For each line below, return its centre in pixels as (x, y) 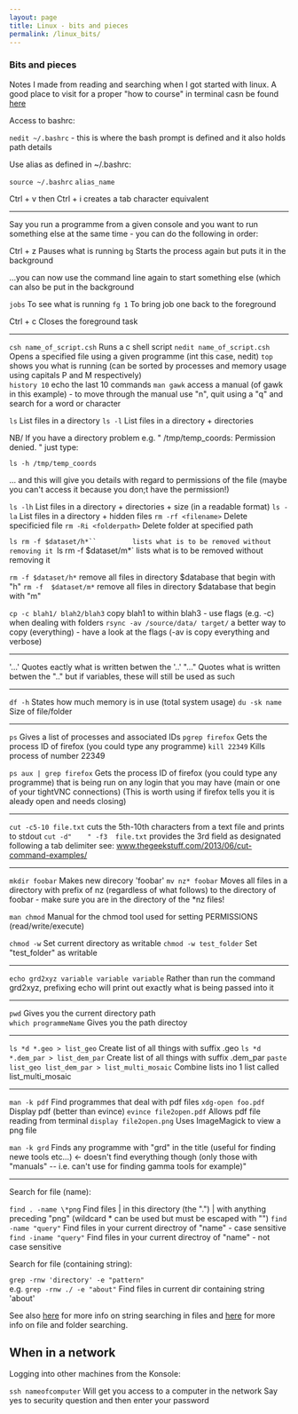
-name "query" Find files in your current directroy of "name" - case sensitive (148, 1228)
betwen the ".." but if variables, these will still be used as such (122, 676)
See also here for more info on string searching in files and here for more (142, 1315)
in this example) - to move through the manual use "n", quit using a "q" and (146, 394)
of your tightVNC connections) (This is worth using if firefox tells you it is (142, 792)
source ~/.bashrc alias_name (62, 182)
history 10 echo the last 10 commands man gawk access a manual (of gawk (146, 384)
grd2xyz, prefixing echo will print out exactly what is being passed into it (142, 987)
